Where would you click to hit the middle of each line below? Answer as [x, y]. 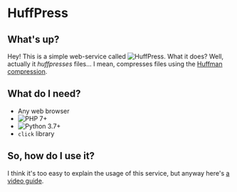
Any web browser [43, 111]
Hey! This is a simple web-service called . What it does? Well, [116, 56]
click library [36, 134]
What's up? [33, 39]
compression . [27, 71]
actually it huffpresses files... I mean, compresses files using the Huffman [115, 64]
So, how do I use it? [51, 156]
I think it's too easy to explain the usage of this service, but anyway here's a [118, 173]
